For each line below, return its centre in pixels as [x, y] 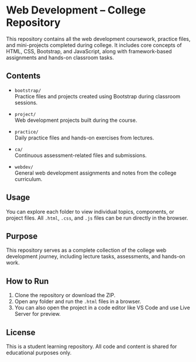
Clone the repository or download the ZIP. [65, 295]
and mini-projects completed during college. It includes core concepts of [94, 45]
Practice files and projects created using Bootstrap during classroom [97, 96]
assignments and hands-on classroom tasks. [60, 57]
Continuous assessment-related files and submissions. [81, 155]
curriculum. [28, 179]
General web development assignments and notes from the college [95, 173]
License [21, 332]
